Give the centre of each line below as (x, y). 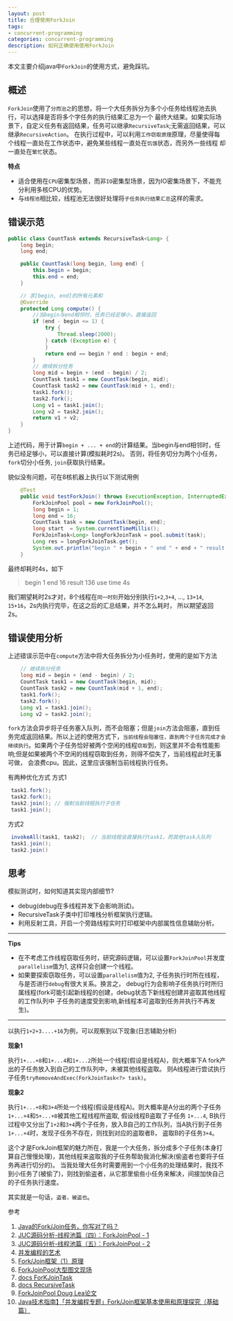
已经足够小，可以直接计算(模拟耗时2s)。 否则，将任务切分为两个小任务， (117, 453)
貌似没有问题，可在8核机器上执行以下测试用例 (73, 477)
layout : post (27, 14)
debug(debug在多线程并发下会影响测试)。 (78, 906)
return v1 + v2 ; (56, 418)
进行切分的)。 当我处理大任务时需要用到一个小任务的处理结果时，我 (116, 1165)
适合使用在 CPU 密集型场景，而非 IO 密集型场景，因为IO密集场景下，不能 (117, 181)
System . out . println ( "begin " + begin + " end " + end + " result (129, 548)
